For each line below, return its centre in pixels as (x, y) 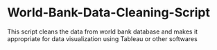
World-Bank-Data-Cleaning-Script (108, 13)
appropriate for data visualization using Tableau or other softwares (102, 38)
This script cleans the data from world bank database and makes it (103, 32)
